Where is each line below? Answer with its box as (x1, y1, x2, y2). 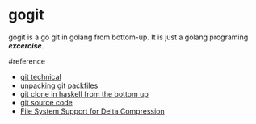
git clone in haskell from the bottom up (19, 89, 149, 98)
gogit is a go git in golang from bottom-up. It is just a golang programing (8, 32, 249, 42)
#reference (8, 56, 46, 66)
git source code (19, 97, 73, 107)
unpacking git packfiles (19, 81, 99, 90)
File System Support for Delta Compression (19, 106, 165, 116)
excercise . (8, 40, 44, 50)
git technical (19, 72, 62, 81)
